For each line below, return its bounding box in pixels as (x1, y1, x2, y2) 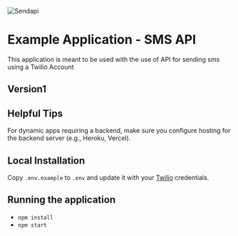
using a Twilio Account (7, 63, 74, 71)
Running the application (7, 194, 116, 206)
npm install (17, 214, 53, 221)
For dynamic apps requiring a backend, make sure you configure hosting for (7, 127, 231, 135)
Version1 (7, 83, 47, 95)
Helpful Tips (7, 107, 63, 119)
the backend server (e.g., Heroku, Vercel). (7, 134, 131, 142)
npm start (17, 221, 48, 229)
